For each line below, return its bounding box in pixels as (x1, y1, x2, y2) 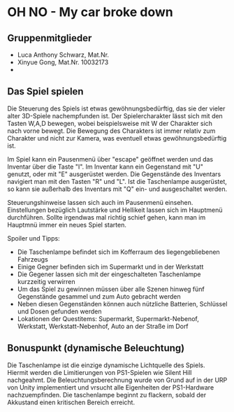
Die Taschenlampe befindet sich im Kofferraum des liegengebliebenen (17, 248, 220, 256)
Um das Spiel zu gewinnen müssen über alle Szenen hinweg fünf (17, 285, 205, 293)
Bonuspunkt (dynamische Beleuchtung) (7, 342, 185, 354)
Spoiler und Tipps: (7, 234, 61, 242)
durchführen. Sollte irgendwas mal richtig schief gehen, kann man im (7, 213, 206, 221)
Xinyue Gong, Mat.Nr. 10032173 (17, 58, 109, 66)
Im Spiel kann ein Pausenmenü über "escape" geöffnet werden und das (7, 155, 214, 163)
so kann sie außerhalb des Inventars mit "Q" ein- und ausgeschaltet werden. (7, 185, 228, 193)
